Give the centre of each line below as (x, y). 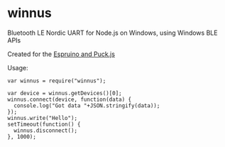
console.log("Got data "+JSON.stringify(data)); (87, 105)
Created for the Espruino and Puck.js (61, 54)
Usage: (18, 67)
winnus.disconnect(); (46, 130)
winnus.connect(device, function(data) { (70, 99)
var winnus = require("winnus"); (57, 81)
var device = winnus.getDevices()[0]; (65, 93)
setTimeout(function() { (44, 124)
